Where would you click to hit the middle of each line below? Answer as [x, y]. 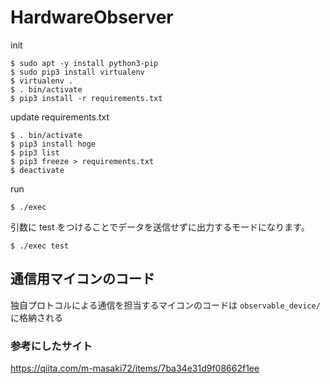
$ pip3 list [35, 152]
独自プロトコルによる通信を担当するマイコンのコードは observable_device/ [165, 305]
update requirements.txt [60, 117]
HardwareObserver [92, 17]
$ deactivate [37, 170]
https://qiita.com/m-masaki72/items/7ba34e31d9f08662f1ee [135, 368]
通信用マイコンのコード [82, 279]
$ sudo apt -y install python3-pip [84, 63]
